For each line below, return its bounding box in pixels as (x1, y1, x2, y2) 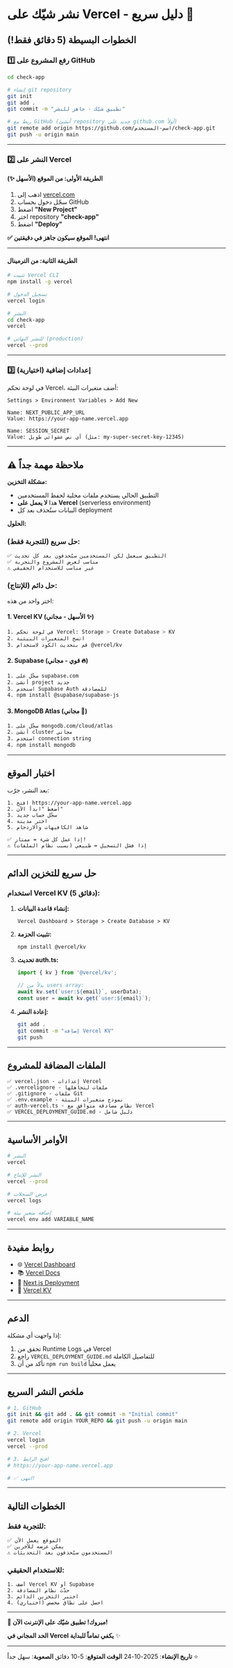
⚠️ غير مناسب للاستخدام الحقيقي (7, 565, 95, 572)
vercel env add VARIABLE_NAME (7, 1216, 95, 1223)
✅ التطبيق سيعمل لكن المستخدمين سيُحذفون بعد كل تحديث (7, 553, 167, 560)
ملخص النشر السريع (7, 1386, 84, 1398)
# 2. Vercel (7, 1430, 42, 1437)
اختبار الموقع (7, 767, 55, 779)
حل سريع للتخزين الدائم (7, 867, 97, 879)
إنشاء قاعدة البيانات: (17, 904, 69, 913)
